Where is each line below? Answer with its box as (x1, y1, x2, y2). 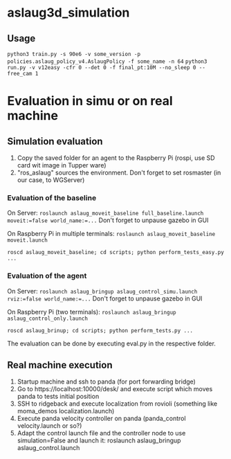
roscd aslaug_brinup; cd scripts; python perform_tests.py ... (7, 327, 194, 334)
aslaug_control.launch (17, 444, 80, 452)
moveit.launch (7, 237, 48, 244)
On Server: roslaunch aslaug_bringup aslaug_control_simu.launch (7, 287, 198, 295)
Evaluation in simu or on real (7, 93, 173, 109)
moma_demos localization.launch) (17, 407, 115, 415)
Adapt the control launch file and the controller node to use (17, 429, 186, 438)
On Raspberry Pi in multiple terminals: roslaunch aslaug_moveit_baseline (7, 230, 216, 238)
